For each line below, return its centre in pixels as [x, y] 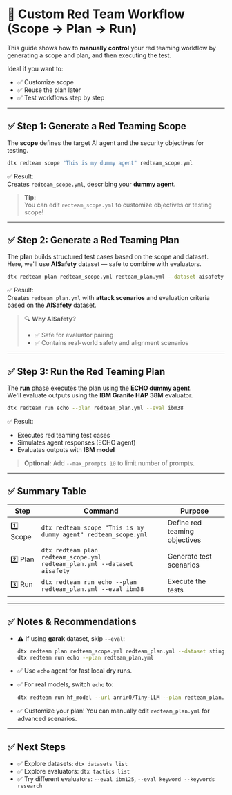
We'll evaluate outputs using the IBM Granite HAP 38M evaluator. [100, 395]
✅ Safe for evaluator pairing [74, 335]
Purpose [195, 511]
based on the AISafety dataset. [52, 305]
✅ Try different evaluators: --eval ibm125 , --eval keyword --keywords [116, 779]
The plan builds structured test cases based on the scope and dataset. [108, 257]
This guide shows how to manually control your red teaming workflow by [112, 48]
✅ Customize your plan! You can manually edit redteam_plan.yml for [114, 711]
